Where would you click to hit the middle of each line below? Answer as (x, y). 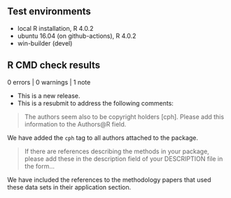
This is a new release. (49, 96)
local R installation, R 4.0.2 (55, 28)
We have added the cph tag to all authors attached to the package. (103, 137)
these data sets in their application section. (69, 187)
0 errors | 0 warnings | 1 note (49, 82)
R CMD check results (54, 65)
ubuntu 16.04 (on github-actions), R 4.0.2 (77, 36)
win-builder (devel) (45, 43)
